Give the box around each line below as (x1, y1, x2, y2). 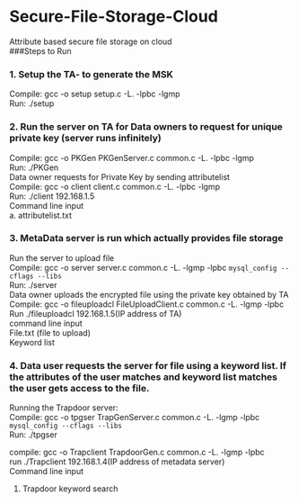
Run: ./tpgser (9, 429, 58, 440)
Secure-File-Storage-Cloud (9, 6, 218, 27)
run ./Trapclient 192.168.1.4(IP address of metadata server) (9, 456, 225, 467)
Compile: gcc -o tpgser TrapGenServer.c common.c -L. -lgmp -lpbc (9, 412, 260, 423)
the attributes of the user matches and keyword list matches (9, 371, 278, 383)
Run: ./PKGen (9, 162, 59, 173)
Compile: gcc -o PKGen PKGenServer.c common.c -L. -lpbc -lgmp (9, 152, 254, 163)
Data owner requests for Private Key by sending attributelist (9, 171, 231, 182)
